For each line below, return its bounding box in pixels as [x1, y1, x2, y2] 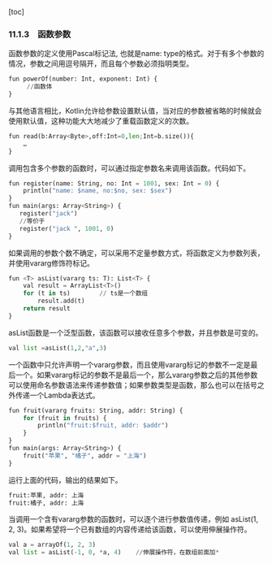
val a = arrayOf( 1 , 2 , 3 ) [8, 540, 96, 549]
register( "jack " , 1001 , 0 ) [19, 224, 114, 232]
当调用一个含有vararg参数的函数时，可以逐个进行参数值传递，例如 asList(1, [8, 514, 258, 524]
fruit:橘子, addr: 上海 [8, 499, 84, 507]
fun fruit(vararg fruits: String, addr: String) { [8, 406, 183, 414]
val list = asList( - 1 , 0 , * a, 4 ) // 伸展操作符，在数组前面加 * [8, 549, 219, 557]
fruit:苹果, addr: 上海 [8, 491, 84, 499]
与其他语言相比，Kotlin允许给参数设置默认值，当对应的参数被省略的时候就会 [8, 106, 262, 115]
